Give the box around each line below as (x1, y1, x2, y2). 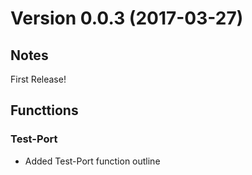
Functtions (10, 102, 79, 119)
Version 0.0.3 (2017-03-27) (10, 7, 244, 30)
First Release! (10, 73, 67, 85)
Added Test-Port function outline (24, 155, 161, 167)
